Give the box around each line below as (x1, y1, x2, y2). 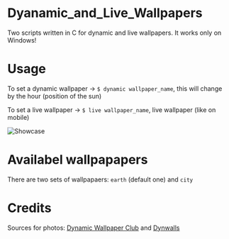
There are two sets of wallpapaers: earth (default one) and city (7, 175, 194, 184)
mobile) (7, 113, 30, 121)
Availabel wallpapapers (7, 152, 148, 168)
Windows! (7, 35, 37, 44)
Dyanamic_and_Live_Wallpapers (7, 5, 203, 21)
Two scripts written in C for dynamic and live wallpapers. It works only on (7, 28, 222, 37)
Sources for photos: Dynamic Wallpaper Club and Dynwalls (7, 223, 180, 232)
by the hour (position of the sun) (7, 91, 102, 100)
